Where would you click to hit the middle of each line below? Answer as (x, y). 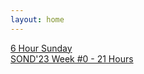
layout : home (37, 19)
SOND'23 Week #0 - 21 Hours (72, 58)
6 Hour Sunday (41, 48)
